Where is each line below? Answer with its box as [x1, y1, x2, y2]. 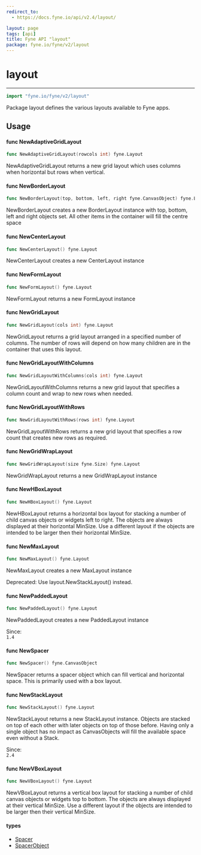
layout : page [6, 25, 39, 31]
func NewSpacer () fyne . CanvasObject [6, 660, 98, 666]
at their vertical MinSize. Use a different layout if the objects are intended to [6, 802, 193, 809]
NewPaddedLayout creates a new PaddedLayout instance [6, 616, 149, 624]
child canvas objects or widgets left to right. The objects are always [6, 516, 173, 523]
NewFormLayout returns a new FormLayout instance [6, 295, 136, 302]
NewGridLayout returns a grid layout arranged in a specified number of [6, 333, 181, 340]
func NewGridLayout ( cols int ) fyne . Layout [6, 322, 114, 328]
